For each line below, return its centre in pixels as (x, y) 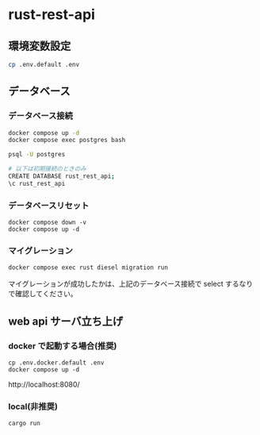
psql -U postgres (37, 155)
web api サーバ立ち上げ (66, 321)
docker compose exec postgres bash (67, 141)
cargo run (25, 423)
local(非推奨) (33, 406)
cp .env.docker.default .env (56, 363)
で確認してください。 (43, 294)
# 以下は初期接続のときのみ (48, 169)
